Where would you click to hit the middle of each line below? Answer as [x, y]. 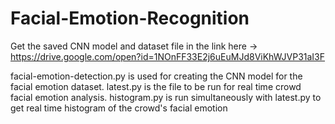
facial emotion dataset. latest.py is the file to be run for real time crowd [156, 86]
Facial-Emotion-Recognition [130, 18]
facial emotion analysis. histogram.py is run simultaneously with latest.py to [166, 97]
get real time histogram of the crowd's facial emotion [119, 108]
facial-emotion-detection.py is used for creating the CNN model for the [156, 76]
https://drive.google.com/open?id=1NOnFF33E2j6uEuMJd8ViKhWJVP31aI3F [168, 56]
